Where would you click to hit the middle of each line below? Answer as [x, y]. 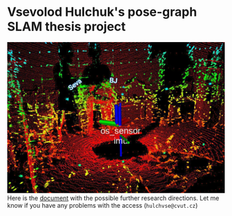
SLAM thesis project [67, 27]
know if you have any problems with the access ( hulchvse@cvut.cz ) [103, 206]
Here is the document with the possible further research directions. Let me [113, 198]
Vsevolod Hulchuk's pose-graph [102, 12]
